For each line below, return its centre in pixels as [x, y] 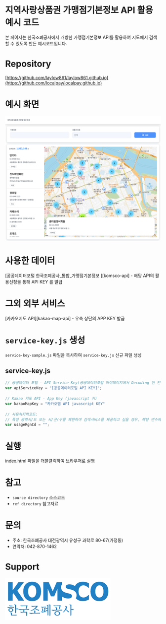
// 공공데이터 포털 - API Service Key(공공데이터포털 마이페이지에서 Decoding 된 [80, 383]
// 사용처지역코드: [21, 414]
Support [22, 567]
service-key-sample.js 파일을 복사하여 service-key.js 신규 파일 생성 [73, 355]
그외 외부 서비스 [35, 304]
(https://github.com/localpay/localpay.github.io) [54, 83]
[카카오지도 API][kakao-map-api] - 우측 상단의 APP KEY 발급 [65, 318]
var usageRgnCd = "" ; [27, 425]
